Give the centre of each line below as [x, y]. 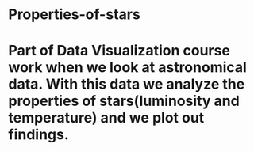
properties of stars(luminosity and [124, 101]
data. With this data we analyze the [127, 84]
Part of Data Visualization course [119, 51]
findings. [38, 135]
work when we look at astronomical [128, 68]
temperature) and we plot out [106, 118]
